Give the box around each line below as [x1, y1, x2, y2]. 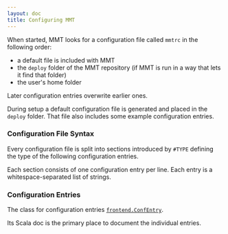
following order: [7, 43, 52, 51]
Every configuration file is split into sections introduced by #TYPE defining [7, 145, 214, 153]
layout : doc [7, 10, 41, 17]
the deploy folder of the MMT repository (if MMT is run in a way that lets [16, 63, 221, 72]
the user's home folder [16, 78, 82, 86]
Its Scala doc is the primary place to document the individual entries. [7, 219, 201, 227]
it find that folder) [16, 70, 67, 79]
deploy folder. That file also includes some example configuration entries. [7, 111, 214, 120]
